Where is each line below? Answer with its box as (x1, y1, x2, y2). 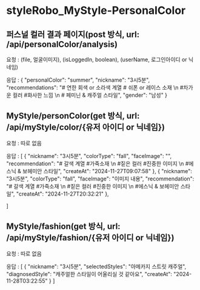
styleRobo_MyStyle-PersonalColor (6, 4, 186, 18)
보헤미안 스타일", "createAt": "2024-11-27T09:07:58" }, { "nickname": (22, 167, 193, 174)
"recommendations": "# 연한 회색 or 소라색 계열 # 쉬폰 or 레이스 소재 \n (6, 84, 179, 91)
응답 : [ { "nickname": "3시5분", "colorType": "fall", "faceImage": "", (6, 152, 172, 159)
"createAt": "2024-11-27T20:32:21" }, (16, 190, 109, 197)
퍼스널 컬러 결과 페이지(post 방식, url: (6, 29, 140, 39)
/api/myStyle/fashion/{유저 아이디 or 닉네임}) (6, 232, 175, 243)
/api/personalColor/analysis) (6, 39, 118, 49)
